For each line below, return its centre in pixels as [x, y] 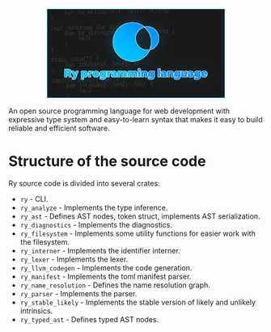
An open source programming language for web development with [119, 111]
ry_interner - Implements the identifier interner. [100, 251]
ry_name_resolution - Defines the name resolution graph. [115, 285]
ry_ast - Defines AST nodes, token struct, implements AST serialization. [140, 216]
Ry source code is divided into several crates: [84, 184]
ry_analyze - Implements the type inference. [94, 208]
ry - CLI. [34, 199]
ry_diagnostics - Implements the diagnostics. [96, 225]
